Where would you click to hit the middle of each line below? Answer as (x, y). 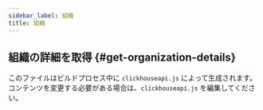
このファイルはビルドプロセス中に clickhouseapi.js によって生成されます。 (132, 78)
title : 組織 (27, 23)
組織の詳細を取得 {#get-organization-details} (122, 57)
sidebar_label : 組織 (41, 16)
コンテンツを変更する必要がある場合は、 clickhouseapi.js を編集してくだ (128, 88)
